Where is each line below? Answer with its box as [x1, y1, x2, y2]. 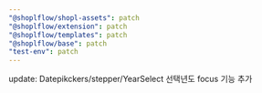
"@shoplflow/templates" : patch [8, 30, 128, 39]
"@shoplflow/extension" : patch [8, 22, 128, 31]
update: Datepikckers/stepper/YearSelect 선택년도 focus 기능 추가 [8, 74, 253, 85]
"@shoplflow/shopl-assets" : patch [8, 13, 141, 23]
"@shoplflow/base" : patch [8, 38, 107, 48]
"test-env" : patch [8, 47, 79, 57]
